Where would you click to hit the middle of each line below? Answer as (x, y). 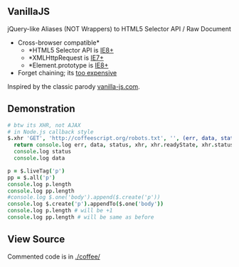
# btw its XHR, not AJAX (44, 125)
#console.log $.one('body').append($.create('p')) (84, 197)
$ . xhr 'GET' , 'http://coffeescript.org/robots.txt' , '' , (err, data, (113, 138)
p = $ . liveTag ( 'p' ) (36, 171)
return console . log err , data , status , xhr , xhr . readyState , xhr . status (124, 145)
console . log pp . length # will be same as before (81, 217)
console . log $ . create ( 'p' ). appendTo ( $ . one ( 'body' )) (85, 204)
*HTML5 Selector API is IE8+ (71, 50)
